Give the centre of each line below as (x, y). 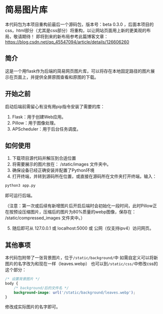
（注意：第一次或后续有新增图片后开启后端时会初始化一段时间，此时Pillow (79, 206)
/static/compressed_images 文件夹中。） (45, 218)
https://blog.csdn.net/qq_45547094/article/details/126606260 (67, 42)
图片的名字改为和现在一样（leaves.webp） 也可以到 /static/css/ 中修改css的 (81, 264)
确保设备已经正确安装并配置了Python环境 (53, 170)
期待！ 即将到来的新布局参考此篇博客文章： (65, 36)
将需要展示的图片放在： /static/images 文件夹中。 (62, 164)
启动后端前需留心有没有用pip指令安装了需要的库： (55, 106)
